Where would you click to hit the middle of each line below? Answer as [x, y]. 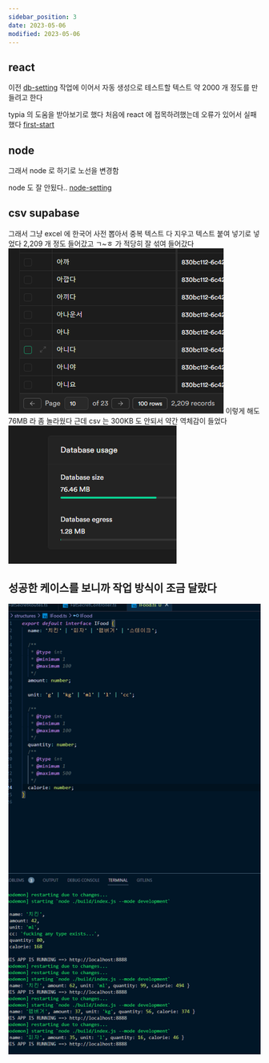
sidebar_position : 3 [43, 17]
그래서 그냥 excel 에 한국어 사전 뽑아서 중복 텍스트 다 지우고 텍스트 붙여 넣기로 [130, 233]
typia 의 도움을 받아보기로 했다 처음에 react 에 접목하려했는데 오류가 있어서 [125, 115]
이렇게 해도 [243, 411]
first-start [38, 125]
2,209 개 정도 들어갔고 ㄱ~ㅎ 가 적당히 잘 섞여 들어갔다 [108, 244]
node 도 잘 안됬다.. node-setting [60, 187]
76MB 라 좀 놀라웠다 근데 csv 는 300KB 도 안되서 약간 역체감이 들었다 [118, 421]
